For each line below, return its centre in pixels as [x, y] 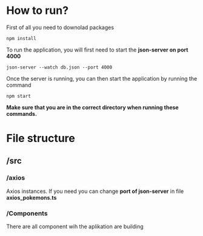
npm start [19, 96]
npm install [21, 38]
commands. [22, 113]
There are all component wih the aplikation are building [75, 227]
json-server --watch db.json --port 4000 [59, 67]
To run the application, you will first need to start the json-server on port [97, 50]
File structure [41, 139]
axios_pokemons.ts [32, 197]
